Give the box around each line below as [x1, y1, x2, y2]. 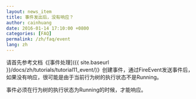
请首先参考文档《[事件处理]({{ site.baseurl [6, 59, 109, 66]
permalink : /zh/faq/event [6, 36, 70, 42]
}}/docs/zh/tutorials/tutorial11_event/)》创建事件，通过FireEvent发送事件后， [6, 66, 194, 73]
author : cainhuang [6, 20, 52, 25]
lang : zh [6, 42, 28, 48]
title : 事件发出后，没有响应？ [6, 14, 74, 20]
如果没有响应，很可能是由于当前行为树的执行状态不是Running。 [6, 74, 163, 81]
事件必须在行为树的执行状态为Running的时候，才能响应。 [6, 86, 147, 93]
